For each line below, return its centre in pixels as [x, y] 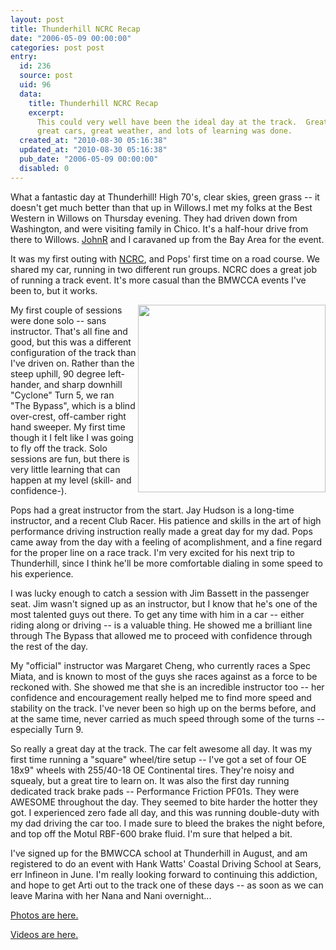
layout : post [37, 19]
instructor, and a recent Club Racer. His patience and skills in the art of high [166, 520]
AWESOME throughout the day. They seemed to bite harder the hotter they [164, 802]
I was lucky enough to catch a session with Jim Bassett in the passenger [160, 593]
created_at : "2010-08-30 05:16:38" [93, 141]
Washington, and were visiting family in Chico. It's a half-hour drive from [159, 228]
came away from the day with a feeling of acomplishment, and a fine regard [166, 542]
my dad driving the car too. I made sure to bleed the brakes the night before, [168, 823]
